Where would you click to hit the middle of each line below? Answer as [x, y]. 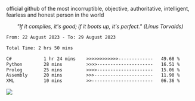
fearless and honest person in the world [55, 15]
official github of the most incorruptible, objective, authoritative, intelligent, [98, 9]
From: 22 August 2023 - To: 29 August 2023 [61, 37]
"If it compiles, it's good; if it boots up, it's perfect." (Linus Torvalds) [100, 26]
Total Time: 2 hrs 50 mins [40, 48]
